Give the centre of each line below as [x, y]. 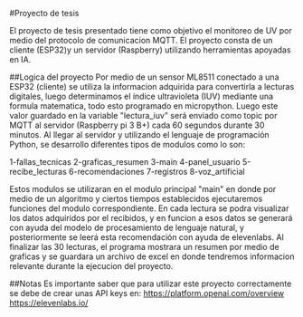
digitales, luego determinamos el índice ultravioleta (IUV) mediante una [142, 96]
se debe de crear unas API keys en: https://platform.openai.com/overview [147, 293]
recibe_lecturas [38, 172]
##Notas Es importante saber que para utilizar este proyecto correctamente [151, 283]
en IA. [20, 59]
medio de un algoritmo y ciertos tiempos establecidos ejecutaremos [136, 199]
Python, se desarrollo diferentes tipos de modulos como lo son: [128, 144]
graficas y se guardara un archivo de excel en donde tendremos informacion [152, 256]
